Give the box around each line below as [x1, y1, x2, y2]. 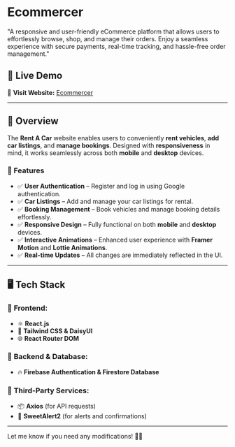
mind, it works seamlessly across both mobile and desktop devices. [7, 148, 204, 157]
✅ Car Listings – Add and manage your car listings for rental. [17, 197, 194, 205]
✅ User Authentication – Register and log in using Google [17, 182, 185, 190]
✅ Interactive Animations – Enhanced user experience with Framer [17, 235, 213, 244]
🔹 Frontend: [7, 303, 48, 313]
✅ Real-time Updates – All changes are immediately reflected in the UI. [17, 251, 223, 259]
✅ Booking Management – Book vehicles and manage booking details [17, 205, 220, 213]
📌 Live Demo [7, 70, 63, 82]
